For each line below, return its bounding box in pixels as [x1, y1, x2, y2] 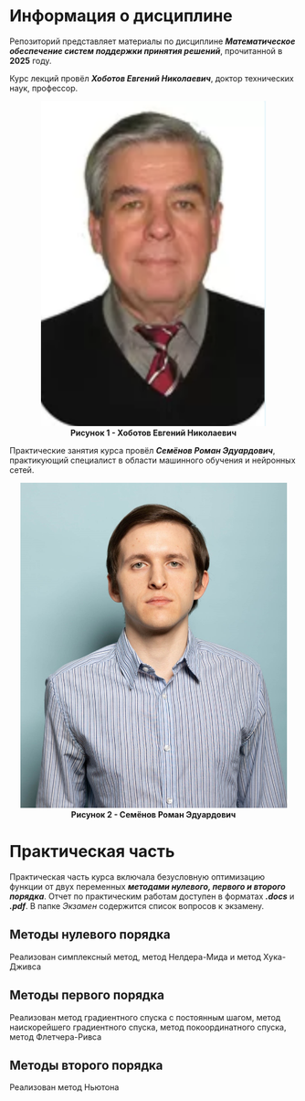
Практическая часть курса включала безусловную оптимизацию [9, 871, 266, 882]
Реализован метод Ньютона [9, 1082, 120, 1093]
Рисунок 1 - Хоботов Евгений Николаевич [69, 427, 237, 438]
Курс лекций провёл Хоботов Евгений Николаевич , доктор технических [9, 72, 294, 83]
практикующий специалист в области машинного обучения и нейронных [9, 454, 296, 465]
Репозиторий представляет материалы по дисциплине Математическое [9, 36, 296, 47]
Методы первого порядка [9, 988, 164, 1003]
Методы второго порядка [9, 1057, 163, 1073]
